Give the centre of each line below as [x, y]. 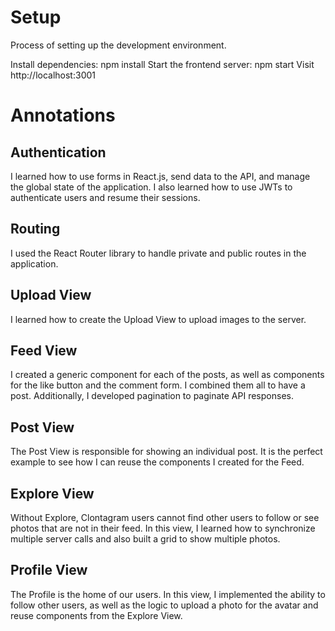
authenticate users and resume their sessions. [105, 197]
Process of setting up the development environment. [118, 45]
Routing [35, 229]
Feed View [44, 350]
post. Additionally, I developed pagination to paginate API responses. [152, 396]
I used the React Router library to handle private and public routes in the [158, 253]
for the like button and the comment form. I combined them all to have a [158, 385]
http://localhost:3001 [53, 75]
